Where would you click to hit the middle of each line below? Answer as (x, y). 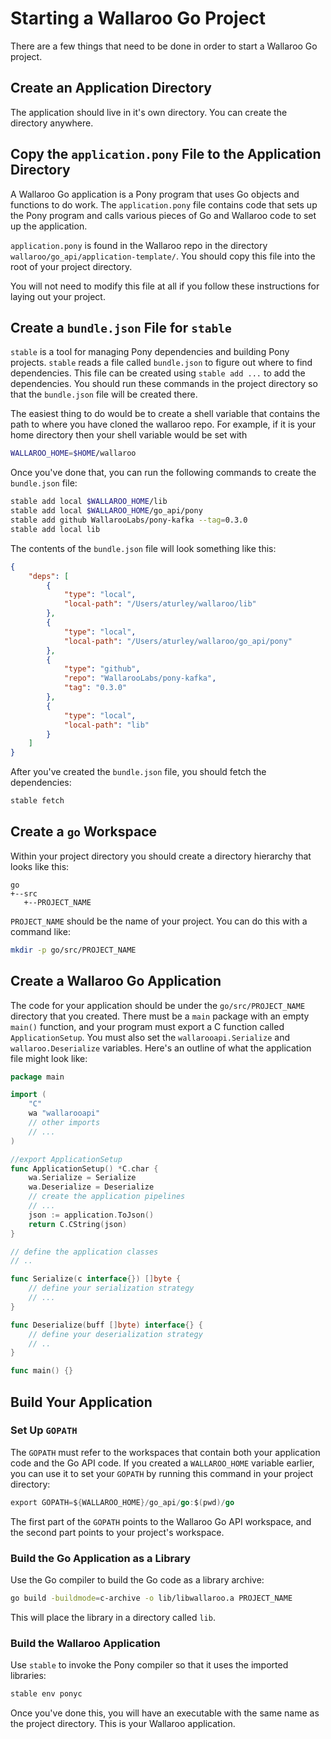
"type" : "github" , (102, 669)
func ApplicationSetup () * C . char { (84, 1168)
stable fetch (37, 801)
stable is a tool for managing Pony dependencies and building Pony (150, 352)
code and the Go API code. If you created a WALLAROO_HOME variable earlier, (162, 1463)
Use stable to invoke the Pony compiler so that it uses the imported (149, 1665)
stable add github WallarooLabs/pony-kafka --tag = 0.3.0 (129, 520)
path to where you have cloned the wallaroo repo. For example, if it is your (163, 424)
